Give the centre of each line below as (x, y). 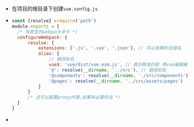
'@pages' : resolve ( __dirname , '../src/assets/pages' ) (116, 81)
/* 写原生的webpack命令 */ (48, 32)
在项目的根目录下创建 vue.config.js (55, 9)
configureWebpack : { (42, 37)
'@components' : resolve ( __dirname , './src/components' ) (119, 75)
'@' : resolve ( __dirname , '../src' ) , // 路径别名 (108, 70)
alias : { (49, 54)
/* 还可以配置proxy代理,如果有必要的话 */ (74, 98)
